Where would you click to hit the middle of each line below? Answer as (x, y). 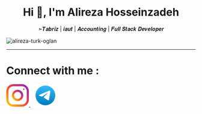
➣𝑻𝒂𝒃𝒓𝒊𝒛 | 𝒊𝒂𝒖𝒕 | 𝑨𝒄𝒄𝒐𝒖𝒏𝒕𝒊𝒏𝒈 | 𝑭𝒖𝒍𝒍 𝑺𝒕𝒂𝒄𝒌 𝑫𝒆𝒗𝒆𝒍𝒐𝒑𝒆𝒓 (101, 29)
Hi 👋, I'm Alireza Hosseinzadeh (101, 12)
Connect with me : (53, 71)
